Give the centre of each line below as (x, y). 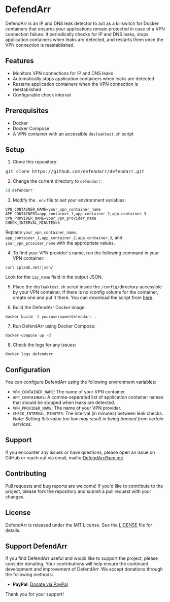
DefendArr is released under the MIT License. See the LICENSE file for (79, 525)
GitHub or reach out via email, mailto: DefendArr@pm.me (64, 457)
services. (22, 424)
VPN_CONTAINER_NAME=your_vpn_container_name (53, 210)
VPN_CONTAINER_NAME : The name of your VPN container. (69, 392)
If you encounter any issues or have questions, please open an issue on (80, 452)
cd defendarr (19, 191)
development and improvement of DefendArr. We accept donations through (84, 569)
